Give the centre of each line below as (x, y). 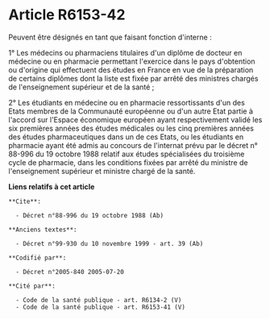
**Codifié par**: (37, 258)
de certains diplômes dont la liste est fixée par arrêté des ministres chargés (133, 78)
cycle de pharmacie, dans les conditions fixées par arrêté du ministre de (128, 162)
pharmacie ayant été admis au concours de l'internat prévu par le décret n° (133, 145)
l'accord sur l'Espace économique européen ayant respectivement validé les (135, 119)
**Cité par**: (32, 286)
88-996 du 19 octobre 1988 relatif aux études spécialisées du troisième (127, 154)
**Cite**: (25, 201)
